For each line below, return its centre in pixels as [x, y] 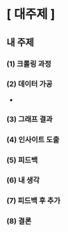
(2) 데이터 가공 [29, 84]
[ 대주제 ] [31, 14]
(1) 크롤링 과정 [29, 63]
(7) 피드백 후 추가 [33, 201]
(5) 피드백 [22, 160]
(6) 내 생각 [23, 180]
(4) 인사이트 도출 [33, 139]
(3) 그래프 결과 [29, 119]
